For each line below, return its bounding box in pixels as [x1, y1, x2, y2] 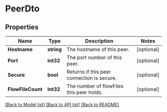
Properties [5, 23, 39, 31]
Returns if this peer [66, 68, 111, 75]
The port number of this [66, 54, 122, 61]
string [47, 46, 62, 53]
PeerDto [5, 3, 40, 14]
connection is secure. [66, 75, 117, 81]
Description [85, 38, 113, 44]
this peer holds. [66, 89, 103, 96]
